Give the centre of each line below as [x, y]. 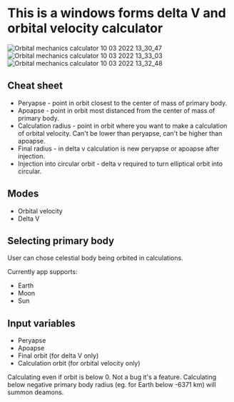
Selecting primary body [61, 241]
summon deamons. [36, 392]
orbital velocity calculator [85, 28]
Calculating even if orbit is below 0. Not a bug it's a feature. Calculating [112, 377]
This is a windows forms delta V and [117, 13]
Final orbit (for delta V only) [58, 356]
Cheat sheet [35, 86]
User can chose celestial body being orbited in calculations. [95, 258]
